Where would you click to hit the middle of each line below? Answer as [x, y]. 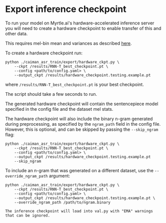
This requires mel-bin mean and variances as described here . [68, 43]
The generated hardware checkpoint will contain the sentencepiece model [82, 104]
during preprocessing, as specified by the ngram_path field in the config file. [83, 124]
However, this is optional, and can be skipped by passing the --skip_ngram [82, 129]
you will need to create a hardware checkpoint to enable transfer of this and [83, 28]
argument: [59, 176]
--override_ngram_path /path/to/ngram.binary [62, 202]
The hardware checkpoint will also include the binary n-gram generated [79, 119]
